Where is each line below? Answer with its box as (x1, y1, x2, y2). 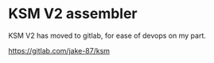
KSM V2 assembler (8, 5, 138, 23)
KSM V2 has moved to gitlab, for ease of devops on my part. (8, 31, 207, 40)
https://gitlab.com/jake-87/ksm (8, 46, 110, 55)
